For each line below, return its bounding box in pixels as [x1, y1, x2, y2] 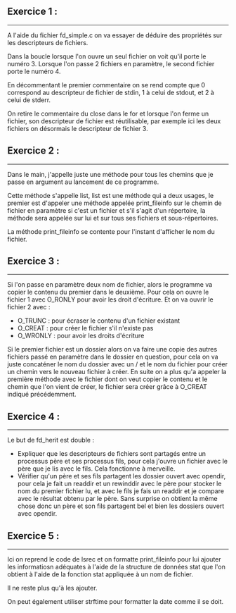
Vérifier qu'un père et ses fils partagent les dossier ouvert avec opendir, [17, 472, 226, 481]
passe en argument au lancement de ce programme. [7, 178, 159, 186]
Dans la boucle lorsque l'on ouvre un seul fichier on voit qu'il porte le [7, 52, 206, 61]
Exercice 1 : [7, 6, 58, 18]
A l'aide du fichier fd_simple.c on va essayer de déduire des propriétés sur [7, 31, 223, 39]
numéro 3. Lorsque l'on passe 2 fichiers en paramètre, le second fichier [7, 59, 215, 68]
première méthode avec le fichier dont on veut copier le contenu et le [7, 375, 208, 383]
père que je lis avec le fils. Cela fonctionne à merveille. [17, 464, 176, 473]
